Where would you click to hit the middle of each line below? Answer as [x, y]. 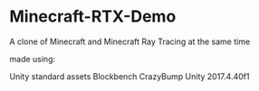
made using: [33, 59]
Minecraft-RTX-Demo [93, 17]
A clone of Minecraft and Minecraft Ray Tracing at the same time [130, 41]
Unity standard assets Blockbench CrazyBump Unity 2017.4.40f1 [129, 76]
